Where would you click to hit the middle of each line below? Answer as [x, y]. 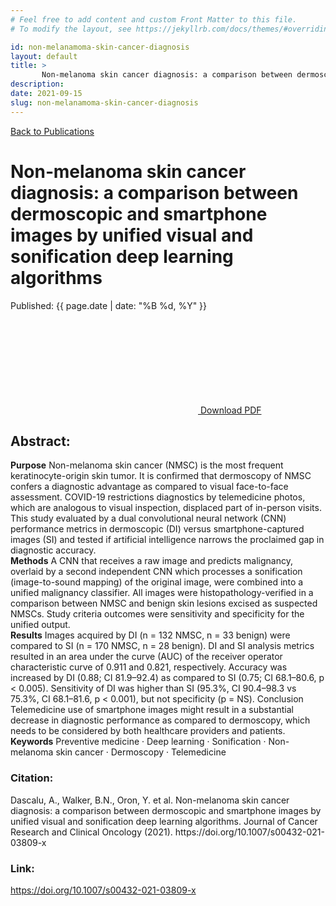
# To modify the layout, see [71, 29]
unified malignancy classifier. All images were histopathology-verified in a [162, 593]
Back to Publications [52, 131]
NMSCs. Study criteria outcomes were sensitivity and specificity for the [157, 614]
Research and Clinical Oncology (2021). [91, 832]
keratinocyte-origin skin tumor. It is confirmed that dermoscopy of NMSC [161, 476]
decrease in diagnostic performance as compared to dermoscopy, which [160, 720]
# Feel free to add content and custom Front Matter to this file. [154, 19]
